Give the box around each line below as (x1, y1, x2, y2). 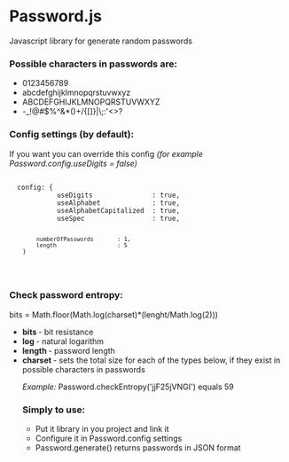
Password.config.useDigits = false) (9, 158, 137, 168)
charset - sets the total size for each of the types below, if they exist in (21, 355, 281, 365)
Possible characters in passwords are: (9, 58, 177, 70)
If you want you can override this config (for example (9, 148, 204, 159)
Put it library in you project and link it (35, 423, 170, 434)
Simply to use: (21, 403, 86, 416)
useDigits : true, (56, 191, 180, 200)
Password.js (9, 6, 102, 27)
